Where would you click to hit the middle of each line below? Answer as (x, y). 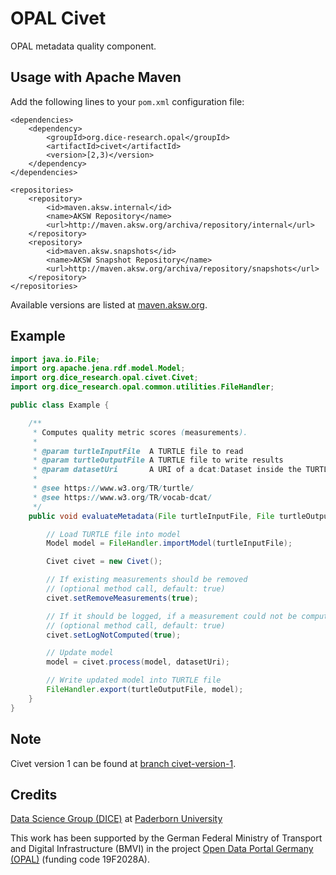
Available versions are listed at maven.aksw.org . (109, 304)
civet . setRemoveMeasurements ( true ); (122, 598)
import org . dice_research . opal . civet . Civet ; (104, 378)
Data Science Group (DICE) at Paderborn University (116, 819)
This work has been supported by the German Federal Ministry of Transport (166, 838)
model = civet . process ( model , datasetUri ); (138, 662)
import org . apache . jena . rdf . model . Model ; (98, 368)
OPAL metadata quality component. (83, 46)
